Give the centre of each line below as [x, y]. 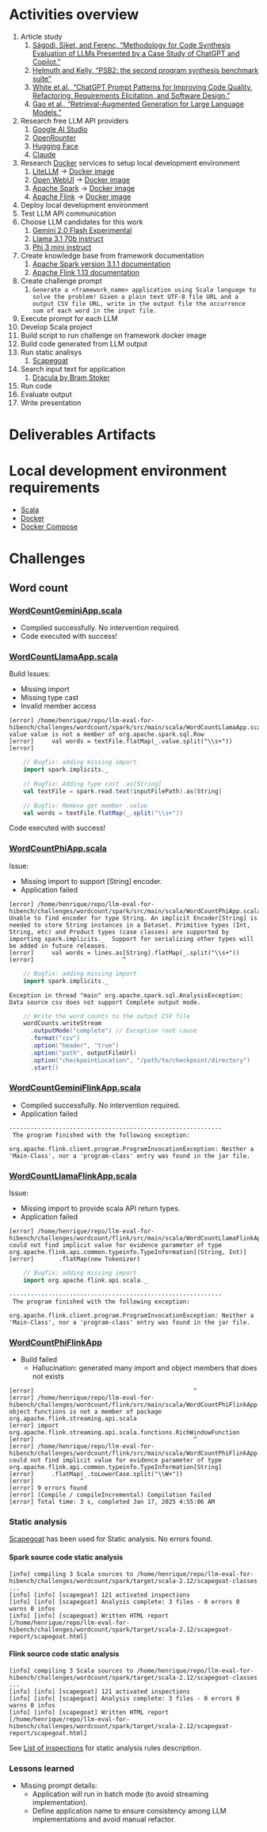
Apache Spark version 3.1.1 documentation [101, 264]
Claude [44, 154]
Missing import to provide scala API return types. [100, 1209]
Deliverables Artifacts [83, 435]
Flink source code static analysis [64, 1654]
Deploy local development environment [84, 205]
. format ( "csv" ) [55, 1038]
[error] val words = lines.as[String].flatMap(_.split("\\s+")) [124, 953]
